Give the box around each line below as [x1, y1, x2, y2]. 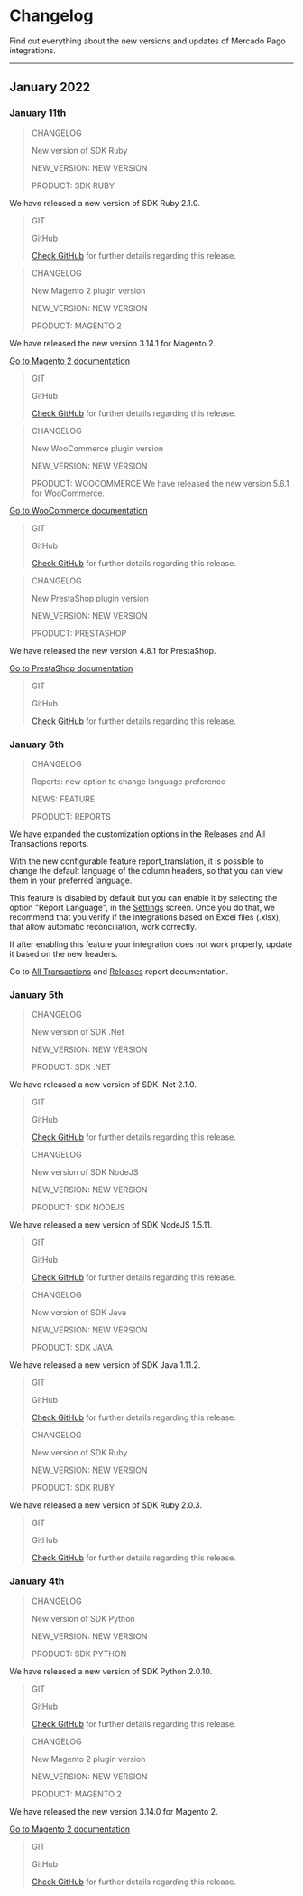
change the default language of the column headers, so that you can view [9, 865, 284, 876]
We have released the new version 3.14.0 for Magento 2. [9, 1806, 218, 1816]
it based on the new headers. [9, 948, 118, 959]
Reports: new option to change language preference [31, 775, 226, 787]
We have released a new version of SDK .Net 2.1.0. [9, 1079, 197, 1090]
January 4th [9, 1575, 65, 1588]
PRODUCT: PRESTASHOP [31, 628, 127, 639]
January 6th [9, 738, 65, 751]
